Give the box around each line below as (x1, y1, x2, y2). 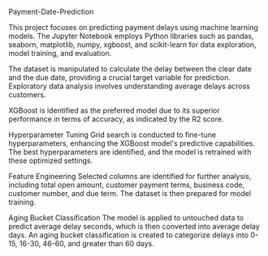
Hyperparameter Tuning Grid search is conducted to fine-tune (8, 130, 217, 139)
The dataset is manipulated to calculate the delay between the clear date (8, 64, 252, 74)
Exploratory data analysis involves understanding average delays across (8, 81, 250, 91)
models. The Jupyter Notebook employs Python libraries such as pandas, (8, 32, 254, 41)
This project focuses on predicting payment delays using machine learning (8, 23, 258, 32)
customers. (8, 90, 46, 100)
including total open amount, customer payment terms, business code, (8, 180, 245, 190)
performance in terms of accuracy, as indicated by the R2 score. (8, 114, 224, 124)
